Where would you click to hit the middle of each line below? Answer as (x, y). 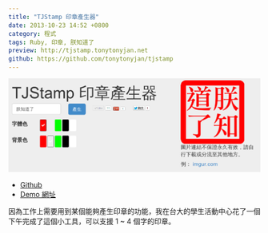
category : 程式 (32, 34)
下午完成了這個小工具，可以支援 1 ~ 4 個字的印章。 (92, 221)
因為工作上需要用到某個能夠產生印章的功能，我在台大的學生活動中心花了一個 (134, 211)
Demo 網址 (38, 194)
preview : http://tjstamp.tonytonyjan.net (78, 51)
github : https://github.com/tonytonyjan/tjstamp (91, 59)
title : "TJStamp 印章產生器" (54, 17)
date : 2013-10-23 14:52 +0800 (59, 25)
